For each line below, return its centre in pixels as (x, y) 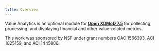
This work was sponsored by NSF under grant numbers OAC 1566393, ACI (80, 38)
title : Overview (21, 9)
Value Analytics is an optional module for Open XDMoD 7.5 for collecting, (78, 23)
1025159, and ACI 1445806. (32, 43)
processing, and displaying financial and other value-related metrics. (74, 28)
